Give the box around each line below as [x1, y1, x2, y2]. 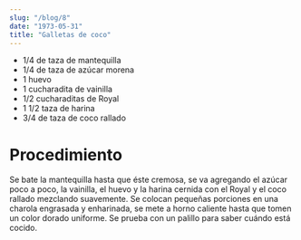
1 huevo [22, 74, 52, 85]
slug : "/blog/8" [9, 13, 71, 23]
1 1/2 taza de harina [22, 103, 95, 114]
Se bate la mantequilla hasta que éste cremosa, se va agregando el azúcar [9, 174, 288, 186]
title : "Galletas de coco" [9, 30, 112, 39]
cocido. [9, 223, 38, 234]
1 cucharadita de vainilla [22, 83, 113, 95]
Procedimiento [9, 144, 122, 165]
